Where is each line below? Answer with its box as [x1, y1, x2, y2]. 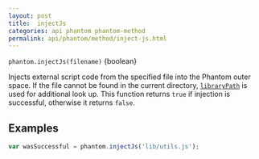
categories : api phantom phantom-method [8, 27, 146, 35]
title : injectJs [8, 19, 67, 27]
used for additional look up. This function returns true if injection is [8, 90, 231, 99]
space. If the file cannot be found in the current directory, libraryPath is [8, 81, 248, 90]
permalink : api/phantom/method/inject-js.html [8, 34, 167, 43]
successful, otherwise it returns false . [8, 98, 135, 107]
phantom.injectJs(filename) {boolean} [8, 56, 138, 66]
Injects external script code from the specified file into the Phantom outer [8, 72, 251, 82]
